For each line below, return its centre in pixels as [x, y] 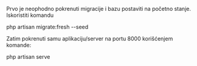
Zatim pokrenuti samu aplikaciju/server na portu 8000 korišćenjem [90, 38]
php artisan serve [28, 57]
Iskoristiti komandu [30, 15]
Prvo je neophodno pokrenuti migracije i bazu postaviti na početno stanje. [99, 9]
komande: [19, 45]
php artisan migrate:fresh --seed [47, 27]
